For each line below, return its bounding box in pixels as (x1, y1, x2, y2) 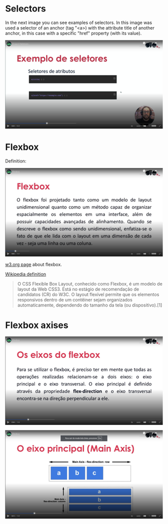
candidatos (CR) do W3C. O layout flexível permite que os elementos (17, 291, 159, 297)
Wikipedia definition (5, 271, 46, 277)
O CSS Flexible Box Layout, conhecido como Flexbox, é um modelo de (17, 280, 162, 286)
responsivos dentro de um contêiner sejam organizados (17, 296, 132, 302)
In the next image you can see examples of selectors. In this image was (5, 19, 152, 25)
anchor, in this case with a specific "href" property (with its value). (5, 30, 142, 36)
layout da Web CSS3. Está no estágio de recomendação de (17, 286, 139, 292)
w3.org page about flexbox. (5, 261, 62, 267)
